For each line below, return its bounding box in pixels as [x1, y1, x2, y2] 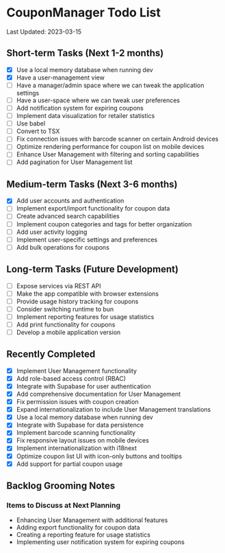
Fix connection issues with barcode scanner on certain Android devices [16, 135, 219, 143]
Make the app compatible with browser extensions [16, 290, 159, 298]
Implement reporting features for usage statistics [16, 312, 155, 320]
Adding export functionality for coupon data [16, 523, 141, 532]
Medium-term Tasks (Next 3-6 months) [6, 178, 178, 190]
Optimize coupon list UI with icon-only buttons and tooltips [16, 451, 183, 460]
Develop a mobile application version [16, 328, 121, 336]
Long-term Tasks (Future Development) [6, 263, 179, 275]
